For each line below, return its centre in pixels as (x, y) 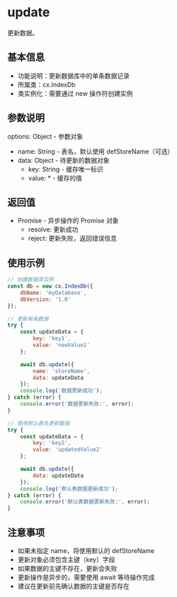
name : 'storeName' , (62, 371)
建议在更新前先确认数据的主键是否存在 (73, 586)
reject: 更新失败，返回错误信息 (72, 239)
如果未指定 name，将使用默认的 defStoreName (86, 551)
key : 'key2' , (52, 443)
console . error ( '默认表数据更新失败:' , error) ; (85, 502)
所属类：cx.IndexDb (46, 84)
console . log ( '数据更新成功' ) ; (61, 391)
